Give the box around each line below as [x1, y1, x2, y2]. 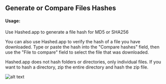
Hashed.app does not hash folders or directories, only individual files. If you [5, 59, 161, 65]
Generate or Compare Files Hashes [5, 4, 116, 12]
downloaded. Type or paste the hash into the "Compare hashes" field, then [5, 44, 160, 50]
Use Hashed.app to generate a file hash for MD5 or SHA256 [5, 29, 129, 35]
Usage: [5, 17, 21, 24]
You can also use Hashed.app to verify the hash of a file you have [5, 38, 140, 44]
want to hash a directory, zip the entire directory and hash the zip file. [5, 64, 148, 70]
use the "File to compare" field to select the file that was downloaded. [5, 49, 149, 55]
